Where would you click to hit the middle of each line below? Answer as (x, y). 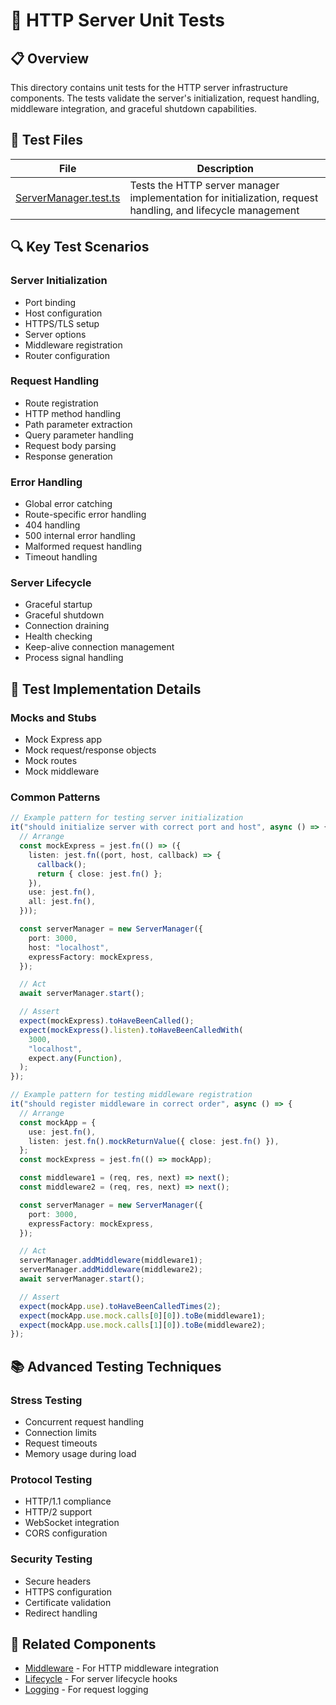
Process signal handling (74, 658)
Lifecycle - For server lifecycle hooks (101, 1679)
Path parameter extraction (78, 424)
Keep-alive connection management (99, 647)
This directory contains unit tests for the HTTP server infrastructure (149, 87)
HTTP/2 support (58, 1512)
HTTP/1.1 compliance (68, 1501)
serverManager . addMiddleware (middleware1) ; (111, 1260)
